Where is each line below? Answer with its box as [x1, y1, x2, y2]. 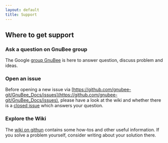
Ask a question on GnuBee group [5, 46, 87, 53]
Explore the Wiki [5, 115, 46, 122]
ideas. [5, 62, 18, 68]
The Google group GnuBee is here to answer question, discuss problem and [5, 57, 163, 63]
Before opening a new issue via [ [5, 87, 74, 93]
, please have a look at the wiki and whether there [58, 97, 161, 103]
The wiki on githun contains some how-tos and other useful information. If [5, 126, 159, 132]
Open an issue [5, 75, 41, 82]
